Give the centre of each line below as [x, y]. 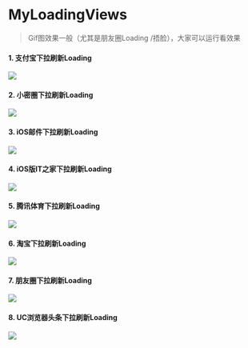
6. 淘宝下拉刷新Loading [47, 243]
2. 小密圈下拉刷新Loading [51, 94]
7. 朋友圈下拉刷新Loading [50, 280]
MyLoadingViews [68, 15]
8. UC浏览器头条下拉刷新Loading [63, 317]
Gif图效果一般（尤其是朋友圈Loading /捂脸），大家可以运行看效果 [134, 38]
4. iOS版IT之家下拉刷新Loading [60, 169]
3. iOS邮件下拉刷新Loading [53, 132]
